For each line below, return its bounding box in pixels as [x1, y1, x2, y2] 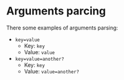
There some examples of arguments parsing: [6, 24, 119, 31]
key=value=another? [15, 56, 65, 62]
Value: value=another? [24, 67, 80, 75]
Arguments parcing [6, 4, 106, 18]
